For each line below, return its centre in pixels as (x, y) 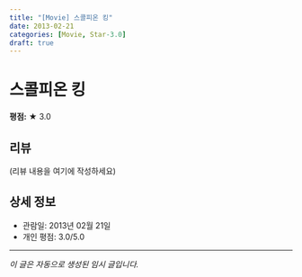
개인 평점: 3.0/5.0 (53, 237)
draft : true (31, 43)
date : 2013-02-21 (42, 26)
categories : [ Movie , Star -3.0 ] (68, 34)
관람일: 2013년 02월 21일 (67, 225)
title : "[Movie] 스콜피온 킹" (61, 18)
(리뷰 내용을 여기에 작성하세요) (63, 171)
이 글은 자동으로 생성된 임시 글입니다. (74, 264)
